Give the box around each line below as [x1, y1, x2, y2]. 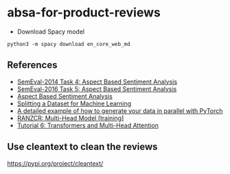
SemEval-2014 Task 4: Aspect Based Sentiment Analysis [16, 77, 177, 86]
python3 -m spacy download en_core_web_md [7, 40, 130, 47]
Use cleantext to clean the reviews [7, 141, 158, 153]
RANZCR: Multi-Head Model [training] [16, 114, 124, 122]
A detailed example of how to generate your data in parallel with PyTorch [16, 106, 223, 114]
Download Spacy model [16, 27, 84, 36]
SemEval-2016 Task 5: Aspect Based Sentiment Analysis [16, 84, 177, 93]
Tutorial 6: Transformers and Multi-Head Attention [16, 121, 159, 129]
